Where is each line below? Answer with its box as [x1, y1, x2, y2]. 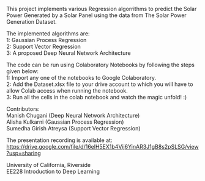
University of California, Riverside [6, 161, 91, 168]
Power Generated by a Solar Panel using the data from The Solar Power [6, 12, 187, 19]
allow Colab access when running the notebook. [6, 87, 128, 94]
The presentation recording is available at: [6, 137, 113, 144]
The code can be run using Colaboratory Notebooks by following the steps [6, 61, 195, 68]
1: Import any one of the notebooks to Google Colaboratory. [6, 74, 156, 81]
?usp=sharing [6, 149, 41, 157]
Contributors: [6, 105, 40, 112]
